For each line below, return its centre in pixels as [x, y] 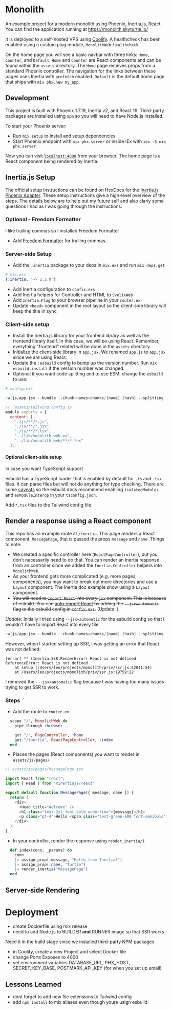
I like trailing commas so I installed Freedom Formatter [62, 230]
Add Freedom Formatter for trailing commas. [60, 241]
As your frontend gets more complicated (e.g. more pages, [75, 576]
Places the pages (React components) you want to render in [76, 754]
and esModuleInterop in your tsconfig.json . [51, 495]
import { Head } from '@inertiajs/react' [50, 783]
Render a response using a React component [78, 521]
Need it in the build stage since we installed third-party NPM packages [80, 942]
